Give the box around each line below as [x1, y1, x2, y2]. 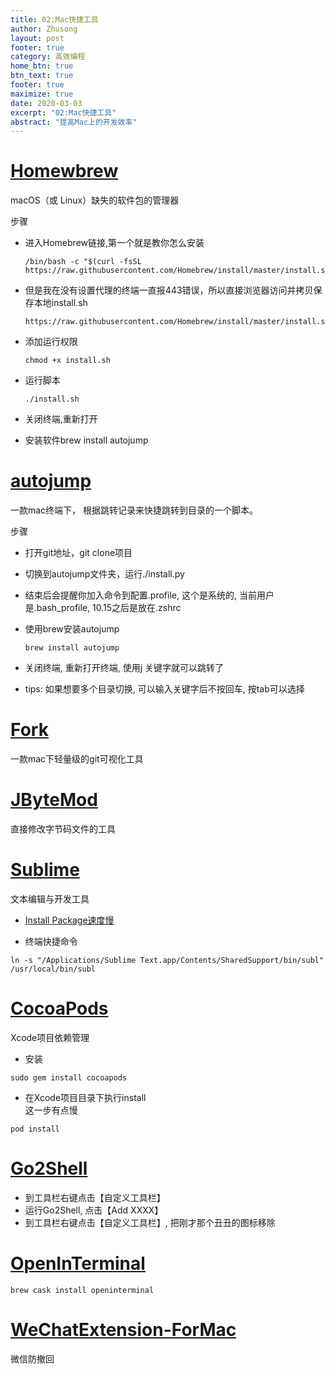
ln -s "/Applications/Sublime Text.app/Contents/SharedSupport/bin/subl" [10, 955, 325, 965]
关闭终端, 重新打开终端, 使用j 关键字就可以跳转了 [24, 662, 225, 674]
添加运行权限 [24, 336, 78, 348]
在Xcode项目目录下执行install [24, 1091, 147, 1103]
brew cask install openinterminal [10, 1285, 155, 1295]
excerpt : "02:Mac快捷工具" [10, 107, 117, 118]
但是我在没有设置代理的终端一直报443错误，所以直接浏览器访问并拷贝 [24, 284, 314, 296]
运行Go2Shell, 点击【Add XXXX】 [24, 1204, 164, 1216]
